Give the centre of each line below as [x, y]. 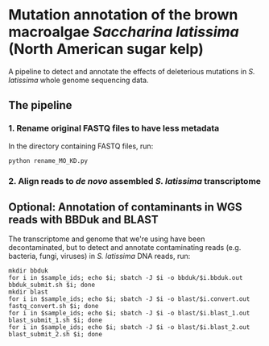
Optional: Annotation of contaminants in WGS [126, 207]
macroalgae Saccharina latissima [124, 32]
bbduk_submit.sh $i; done [52, 285]
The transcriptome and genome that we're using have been [107, 239]
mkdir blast [28, 292]
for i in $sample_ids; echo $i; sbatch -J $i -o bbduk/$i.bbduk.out [126, 278]
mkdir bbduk [28, 271]
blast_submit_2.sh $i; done [56, 335]
